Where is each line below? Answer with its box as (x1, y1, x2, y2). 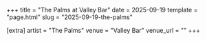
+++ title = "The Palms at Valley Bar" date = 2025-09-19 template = (6, 6, 198, 14)
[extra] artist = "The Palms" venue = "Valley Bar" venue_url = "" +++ (6, 27, 201, 34)
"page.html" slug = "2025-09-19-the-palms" (6, 13, 133, 21)
